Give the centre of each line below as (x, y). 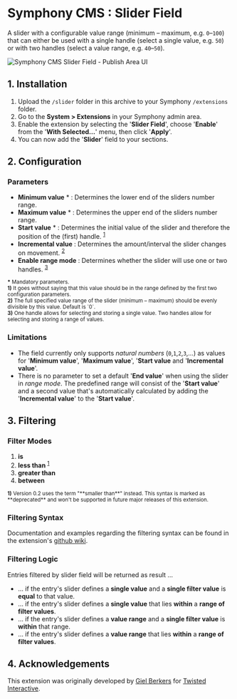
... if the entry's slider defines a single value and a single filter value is (122, 589)
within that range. (44, 626)
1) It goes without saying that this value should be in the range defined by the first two (112, 289)
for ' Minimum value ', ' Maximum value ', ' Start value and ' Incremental (121, 361)
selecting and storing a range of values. (56, 320)
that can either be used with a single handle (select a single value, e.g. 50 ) (116, 40)
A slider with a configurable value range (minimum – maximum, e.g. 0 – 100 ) (116, 33)
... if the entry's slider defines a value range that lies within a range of (121, 634)
